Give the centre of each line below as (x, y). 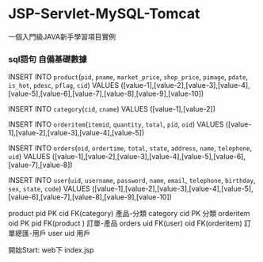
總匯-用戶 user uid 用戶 (53, 234)
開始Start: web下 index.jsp (51, 250)
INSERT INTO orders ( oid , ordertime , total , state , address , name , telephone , (130, 148)
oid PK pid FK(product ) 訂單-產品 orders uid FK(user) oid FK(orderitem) (126, 223)
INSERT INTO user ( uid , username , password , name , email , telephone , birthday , (132, 180)
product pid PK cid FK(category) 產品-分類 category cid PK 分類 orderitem (129, 214)
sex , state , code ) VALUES (50, 189)
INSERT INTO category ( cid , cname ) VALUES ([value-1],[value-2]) (112, 109)
